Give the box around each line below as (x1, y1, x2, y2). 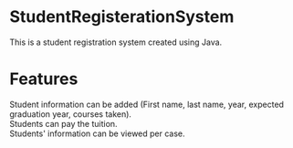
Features (9, 69, 78, 90)
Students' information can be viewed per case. (9, 128, 185, 139)
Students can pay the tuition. (9, 118, 118, 129)
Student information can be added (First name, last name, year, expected (9, 99, 285, 110)
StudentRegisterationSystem (9, 6, 235, 27)
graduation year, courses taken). (9, 108, 132, 120)
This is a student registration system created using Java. (9, 37, 223, 48)
